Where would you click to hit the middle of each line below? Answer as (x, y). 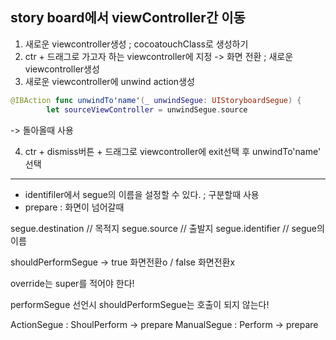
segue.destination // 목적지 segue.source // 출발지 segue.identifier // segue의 (167, 228)
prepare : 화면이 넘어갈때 (74, 207)
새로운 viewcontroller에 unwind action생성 (109, 81)
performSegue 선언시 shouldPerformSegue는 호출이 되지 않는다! (140, 304)
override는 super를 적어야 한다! (72, 283)
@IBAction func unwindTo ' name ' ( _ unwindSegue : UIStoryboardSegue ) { (156, 100)
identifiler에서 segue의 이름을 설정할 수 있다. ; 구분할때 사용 (142, 194)
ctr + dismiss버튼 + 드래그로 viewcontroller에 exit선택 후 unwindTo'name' (173, 151)
